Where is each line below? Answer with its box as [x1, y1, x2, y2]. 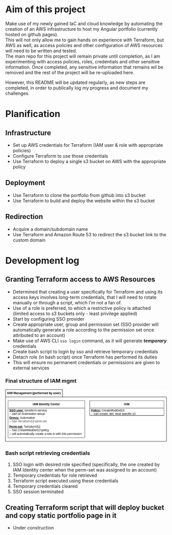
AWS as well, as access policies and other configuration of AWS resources [5, 42, 163, 48]
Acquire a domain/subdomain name [12, 226, 88, 232]
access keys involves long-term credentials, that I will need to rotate [12, 294, 157, 300]
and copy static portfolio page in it [5, 511, 117, 520]
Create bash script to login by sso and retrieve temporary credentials [12, 348, 159, 354]
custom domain [12, 237, 46, 243]
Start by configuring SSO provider [12, 316, 84, 322]
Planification [5, 108, 60, 120]
